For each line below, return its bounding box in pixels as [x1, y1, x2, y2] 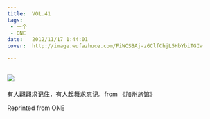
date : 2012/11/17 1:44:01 [7, 36, 89, 43]
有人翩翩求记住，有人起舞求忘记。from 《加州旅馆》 [7, 90, 156, 98]
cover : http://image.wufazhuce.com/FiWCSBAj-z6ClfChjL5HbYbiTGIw [7, 42, 203, 49]
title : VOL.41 [7, 10, 51, 17]
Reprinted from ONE [7, 104, 65, 112]
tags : [7, 17, 23, 24]
